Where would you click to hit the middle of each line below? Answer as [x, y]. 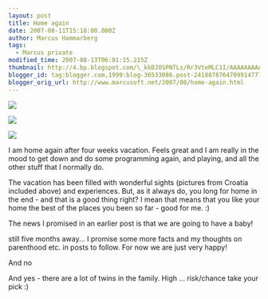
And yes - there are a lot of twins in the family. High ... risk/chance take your [134, 278]
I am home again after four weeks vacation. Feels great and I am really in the [134, 150]
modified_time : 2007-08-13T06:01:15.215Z [78, 61]
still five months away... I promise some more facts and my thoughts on [125, 238]
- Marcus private [44, 53]
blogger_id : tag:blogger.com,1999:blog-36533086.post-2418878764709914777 [135, 75]
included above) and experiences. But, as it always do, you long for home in [133, 191]
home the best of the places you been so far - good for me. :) [109, 207]
